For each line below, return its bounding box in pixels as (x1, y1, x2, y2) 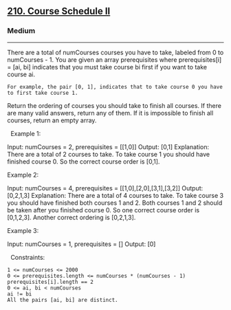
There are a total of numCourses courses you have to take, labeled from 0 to (7, 48, 224, 56)
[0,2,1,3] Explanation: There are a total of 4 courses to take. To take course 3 (7, 191, 224, 199)
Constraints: (10, 253, 45, 261)
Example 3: (7, 226, 39, 234)
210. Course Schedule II (7, 5, 111, 17)
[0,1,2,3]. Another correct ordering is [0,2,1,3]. (7, 213, 136, 221)
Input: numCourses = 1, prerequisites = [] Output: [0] (7, 240, 156, 248)
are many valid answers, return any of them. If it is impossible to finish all (7, 109, 214, 117)
